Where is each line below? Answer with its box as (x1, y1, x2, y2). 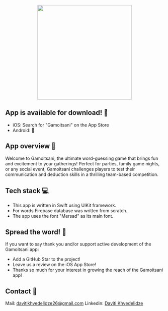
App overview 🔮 (5, 142, 56, 151)
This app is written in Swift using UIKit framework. (12, 202, 117, 209)
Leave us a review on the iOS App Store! (12, 262, 97, 268)
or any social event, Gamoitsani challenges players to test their (5, 166, 135, 172)
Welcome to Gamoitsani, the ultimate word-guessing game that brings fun (5, 155, 158, 161)
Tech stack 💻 (5, 186, 49, 195)
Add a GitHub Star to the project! (12, 256, 80, 262)
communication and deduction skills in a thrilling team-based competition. (5, 171, 158, 177)
